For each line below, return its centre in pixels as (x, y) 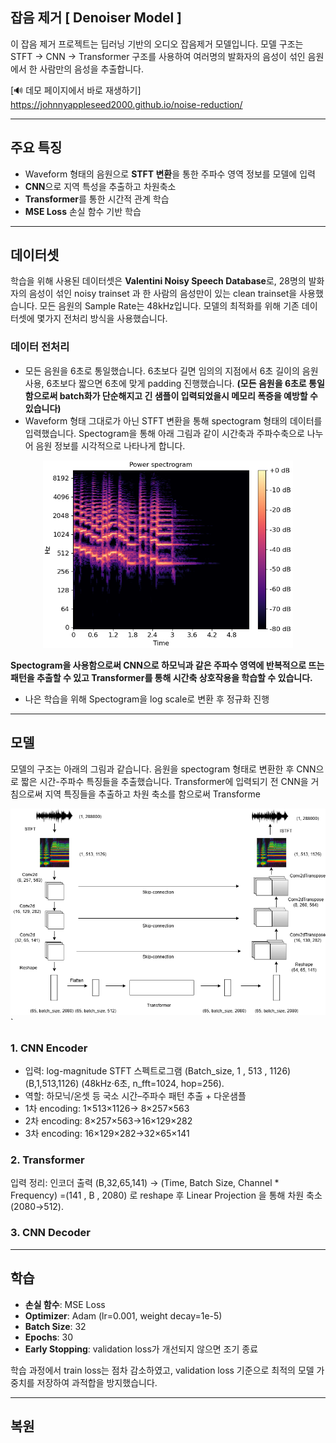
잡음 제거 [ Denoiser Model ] (96, 18)
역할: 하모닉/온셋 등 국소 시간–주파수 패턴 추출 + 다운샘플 (135, 1096)
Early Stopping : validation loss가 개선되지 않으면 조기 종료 (141, 1349)
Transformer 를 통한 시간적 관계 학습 (97, 199)
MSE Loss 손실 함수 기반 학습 (83, 211)
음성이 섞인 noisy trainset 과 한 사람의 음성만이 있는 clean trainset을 (163, 294)
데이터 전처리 (40, 347)
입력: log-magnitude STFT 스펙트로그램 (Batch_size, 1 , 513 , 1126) (158, 1071)
